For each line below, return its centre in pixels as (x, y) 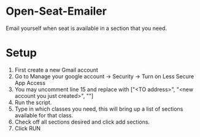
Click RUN (28, 128)
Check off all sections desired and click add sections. (82, 122)
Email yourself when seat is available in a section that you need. (86, 28)
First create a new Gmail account (56, 70)
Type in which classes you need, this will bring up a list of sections (99, 109)
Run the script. (33, 102)
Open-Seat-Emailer (56, 11)
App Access (30, 83)
